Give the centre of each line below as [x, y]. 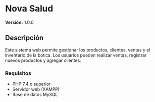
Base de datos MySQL [35, 95]
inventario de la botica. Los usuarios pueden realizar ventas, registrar [76, 55]
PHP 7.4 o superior [31, 84]
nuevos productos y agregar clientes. [43, 60]
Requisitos [18, 73]
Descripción [24, 38]
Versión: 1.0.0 [19, 22]
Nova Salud [29, 9]
